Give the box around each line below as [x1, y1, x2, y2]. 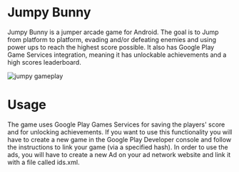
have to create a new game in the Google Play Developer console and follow [7, 135, 232, 144]
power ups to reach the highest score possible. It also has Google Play [7, 43, 215, 51]
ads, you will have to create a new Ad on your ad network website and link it [7, 150, 231, 158]
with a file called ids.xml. [7, 158, 80, 166]
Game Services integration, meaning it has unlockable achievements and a [7, 50, 227, 59]
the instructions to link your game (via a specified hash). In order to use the [7, 143, 228, 151]
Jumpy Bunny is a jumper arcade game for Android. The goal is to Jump [7, 28, 219, 36]
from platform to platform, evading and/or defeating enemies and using [7, 35, 216, 43]
